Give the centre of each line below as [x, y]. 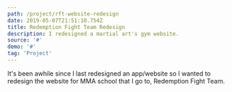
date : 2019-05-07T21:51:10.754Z [55, 21]
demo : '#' [22, 47]
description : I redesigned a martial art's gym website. [93, 34]
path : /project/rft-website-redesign [63, 14]
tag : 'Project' [30, 54]
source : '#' [25, 40]
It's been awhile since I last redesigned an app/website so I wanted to [109, 73]
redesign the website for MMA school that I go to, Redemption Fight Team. [116, 81]
